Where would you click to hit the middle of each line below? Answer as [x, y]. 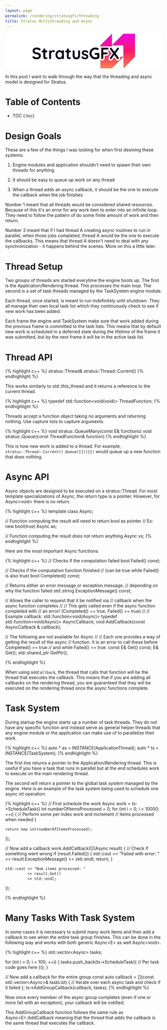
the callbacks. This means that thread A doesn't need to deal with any [77, 241]
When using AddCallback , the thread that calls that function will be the [77, 672]
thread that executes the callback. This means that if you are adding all [78, 677]
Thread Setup [34, 267]
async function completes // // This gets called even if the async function [80, 606]
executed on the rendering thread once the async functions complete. [77, 688]
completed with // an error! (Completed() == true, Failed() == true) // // [78, 611]
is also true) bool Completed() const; [43, 576]
